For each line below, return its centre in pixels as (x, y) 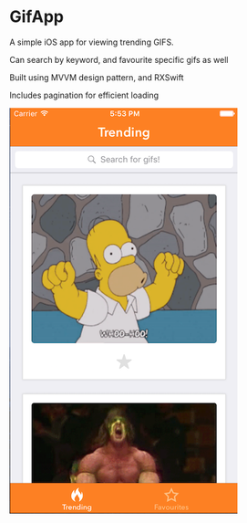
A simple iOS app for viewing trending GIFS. (92, 42)
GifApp (37, 17)
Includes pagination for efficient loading (84, 95)
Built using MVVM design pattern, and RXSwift (97, 77)
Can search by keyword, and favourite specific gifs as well (119, 59)
